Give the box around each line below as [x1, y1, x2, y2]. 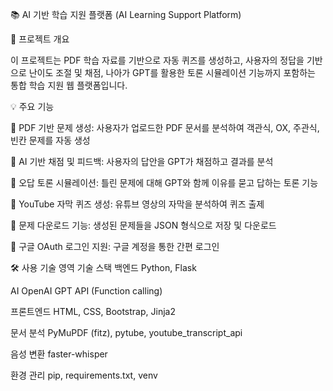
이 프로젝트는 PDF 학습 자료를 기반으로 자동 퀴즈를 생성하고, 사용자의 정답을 [10, 54, 305, 66]
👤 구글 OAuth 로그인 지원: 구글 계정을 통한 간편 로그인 [10, 241, 220, 252]
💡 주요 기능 [10, 101, 55, 112]
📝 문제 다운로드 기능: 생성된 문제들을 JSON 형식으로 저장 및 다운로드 [10, 219, 277, 231]
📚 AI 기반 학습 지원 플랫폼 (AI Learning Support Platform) [10, 9, 242, 20]
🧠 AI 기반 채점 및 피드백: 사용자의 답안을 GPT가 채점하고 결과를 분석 [10, 156, 274, 167]
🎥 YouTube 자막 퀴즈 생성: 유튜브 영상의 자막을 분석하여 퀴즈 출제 [10, 198, 265, 210]
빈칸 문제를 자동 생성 [10, 134, 91, 146]
